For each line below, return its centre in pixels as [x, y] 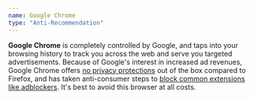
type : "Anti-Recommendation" [56, 23]
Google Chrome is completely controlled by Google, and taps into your [123, 45]
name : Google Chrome [42, 15]
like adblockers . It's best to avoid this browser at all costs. [102, 86]
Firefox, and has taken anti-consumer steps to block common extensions [127, 79]
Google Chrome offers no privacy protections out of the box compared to [127, 70]
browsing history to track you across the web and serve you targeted [120, 53]
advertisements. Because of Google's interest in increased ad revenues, [125, 62]
